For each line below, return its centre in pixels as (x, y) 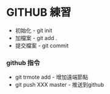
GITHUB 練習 (39, 12)
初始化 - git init (34, 30)
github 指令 (23, 62)
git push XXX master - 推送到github (60, 85)
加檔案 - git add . (36, 38)
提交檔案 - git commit (42, 45)
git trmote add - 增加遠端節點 (51, 77)
